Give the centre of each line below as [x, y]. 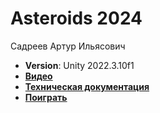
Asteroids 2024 [76, 18]
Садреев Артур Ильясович [68, 46]
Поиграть [46, 97]
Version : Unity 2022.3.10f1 [79, 65]
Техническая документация [87, 86]
